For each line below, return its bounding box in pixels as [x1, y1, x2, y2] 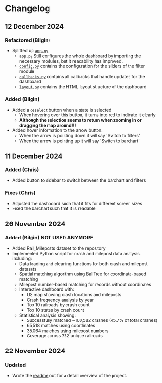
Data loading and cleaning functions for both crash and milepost [19, 260, 148, 267]
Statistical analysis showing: [19, 312, 76, 318]
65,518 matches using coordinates [26, 322, 96, 328]
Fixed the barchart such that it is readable [12, 206, 96, 211]
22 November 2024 [5, 347, 65, 355]
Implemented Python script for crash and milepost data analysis [12, 250, 140, 256]
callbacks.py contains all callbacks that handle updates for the [19, 73, 145, 79]
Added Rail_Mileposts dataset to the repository [12, 245, 106, 251]
